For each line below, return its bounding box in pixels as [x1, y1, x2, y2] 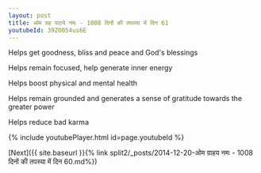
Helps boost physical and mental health [8, 78, 137, 88]
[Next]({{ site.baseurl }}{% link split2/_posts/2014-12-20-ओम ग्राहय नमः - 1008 [8, 148, 254, 158]
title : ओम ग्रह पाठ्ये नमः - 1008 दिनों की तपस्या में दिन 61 [8, 19, 169, 27]
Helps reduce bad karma [8, 118, 90, 127]
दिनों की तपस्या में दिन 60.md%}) [8, 157, 98, 167]
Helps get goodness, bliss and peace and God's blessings [8, 48, 198, 58]
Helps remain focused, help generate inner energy [8, 63, 173, 73]
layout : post [8, 11, 52, 20]
